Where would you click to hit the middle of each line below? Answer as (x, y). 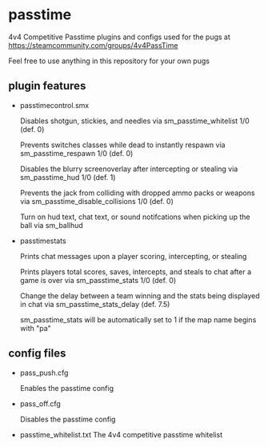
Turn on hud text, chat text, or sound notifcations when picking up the (135, 217)
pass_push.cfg (44, 373)
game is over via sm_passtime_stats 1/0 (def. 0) (98, 280)
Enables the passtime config (67, 388)
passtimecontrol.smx (54, 105)
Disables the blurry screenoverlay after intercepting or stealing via (129, 169)
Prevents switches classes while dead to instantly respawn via (122, 145)
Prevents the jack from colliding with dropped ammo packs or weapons (137, 193)
